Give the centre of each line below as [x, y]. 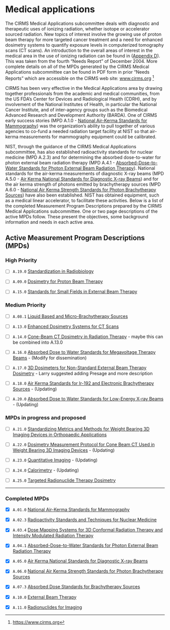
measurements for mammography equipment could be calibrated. [88, 137]
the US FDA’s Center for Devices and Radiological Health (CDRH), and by [81, 99]
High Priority [21, 260]
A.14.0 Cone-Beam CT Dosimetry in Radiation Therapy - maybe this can [88, 337]
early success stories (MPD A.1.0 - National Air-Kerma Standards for [76, 120]
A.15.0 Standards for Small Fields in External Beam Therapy [75, 292]
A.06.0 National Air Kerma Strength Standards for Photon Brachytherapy [88, 571]
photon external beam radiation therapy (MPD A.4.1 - [60, 162]
